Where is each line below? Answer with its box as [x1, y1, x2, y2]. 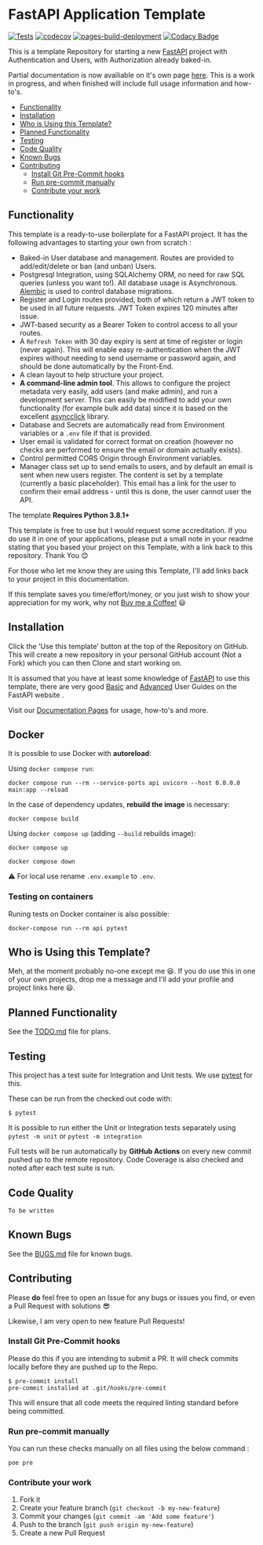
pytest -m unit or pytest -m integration [8, 1132, 143, 1141]
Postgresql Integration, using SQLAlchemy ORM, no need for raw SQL [19, 270, 246, 279]
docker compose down [8, 858, 76, 866]
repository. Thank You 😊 [8, 550, 89, 560]
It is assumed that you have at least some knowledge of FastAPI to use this [8, 673, 250, 683]
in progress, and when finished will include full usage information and [8, 79, 233, 88]
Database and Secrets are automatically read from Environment [19, 420, 225, 429]
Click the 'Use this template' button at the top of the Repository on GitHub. [8, 641, 249, 651]
